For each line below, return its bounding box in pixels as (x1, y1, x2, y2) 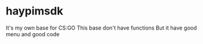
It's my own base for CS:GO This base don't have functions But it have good (5, 24, 198, 31)
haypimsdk (5, 4, 63, 18)
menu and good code (5, 30, 60, 37)
